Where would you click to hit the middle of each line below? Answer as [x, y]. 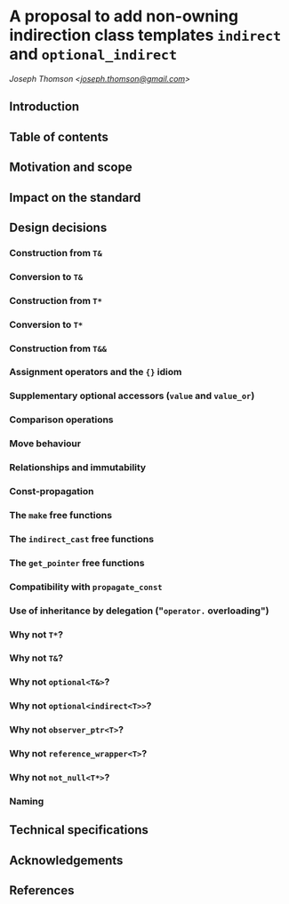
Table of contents [59, 136]
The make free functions [61, 515]
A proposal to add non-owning [124, 16]
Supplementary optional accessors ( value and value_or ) [132, 396]
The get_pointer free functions [77, 563]
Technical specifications [79, 830]
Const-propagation [52, 492]
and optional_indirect [93, 54]
